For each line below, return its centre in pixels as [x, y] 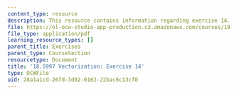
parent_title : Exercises [44, 47]
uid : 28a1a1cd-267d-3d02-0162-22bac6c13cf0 [73, 80]
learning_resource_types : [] [51, 40]
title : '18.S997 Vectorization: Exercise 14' [76, 66]
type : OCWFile [28, 73]
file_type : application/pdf [49, 34]
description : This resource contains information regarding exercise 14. [119, 20]
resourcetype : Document [43, 60]
